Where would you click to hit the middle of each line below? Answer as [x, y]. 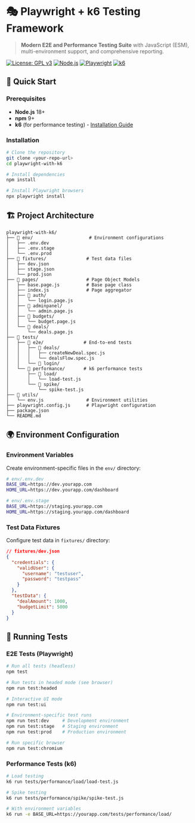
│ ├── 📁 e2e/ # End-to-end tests [69, 342]
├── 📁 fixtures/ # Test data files [69, 259]
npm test [17, 672]
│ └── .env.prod [29, 253]
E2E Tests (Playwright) [40, 654]
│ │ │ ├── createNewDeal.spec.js [56, 353]
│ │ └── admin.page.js [40, 311]
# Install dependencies [36, 174]
